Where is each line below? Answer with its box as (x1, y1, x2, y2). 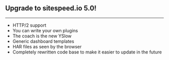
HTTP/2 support (12, 22, 47, 28)
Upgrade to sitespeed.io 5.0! (5, 4, 97, 13)
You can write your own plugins (12, 27, 78, 33)
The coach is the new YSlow (12, 33, 72, 39)
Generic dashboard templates (12, 38, 74, 44)
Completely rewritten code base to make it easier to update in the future (12, 49, 162, 55)
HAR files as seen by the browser (12, 43, 82, 49)
